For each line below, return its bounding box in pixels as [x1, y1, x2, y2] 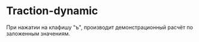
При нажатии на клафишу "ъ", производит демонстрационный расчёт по [6, 24, 194, 31]
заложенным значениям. [6, 30, 70, 37]
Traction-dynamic [6, 4, 98, 18]
